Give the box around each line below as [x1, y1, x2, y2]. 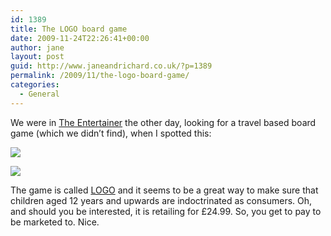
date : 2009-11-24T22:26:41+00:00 [10, 33, 150, 43]
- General [19, 89, 60, 99]
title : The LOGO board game [10, 24, 128, 34]
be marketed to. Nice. [10, 216, 100, 228]
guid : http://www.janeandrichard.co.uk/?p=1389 [10, 61, 213, 71]
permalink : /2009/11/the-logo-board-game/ [10, 71, 190, 81]
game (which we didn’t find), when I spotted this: [10, 127, 212, 139]
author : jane [10, 42, 65, 53]
